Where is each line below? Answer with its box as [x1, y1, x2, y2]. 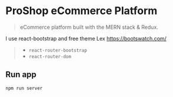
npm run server [5, 85, 43, 91]
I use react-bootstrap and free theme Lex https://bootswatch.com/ [5, 35, 167, 42]
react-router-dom [28, 53, 72, 59]
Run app [5, 69, 36, 80]
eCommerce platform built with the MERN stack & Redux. [19, 24, 158, 31]
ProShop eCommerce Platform [5, 4, 158, 18]
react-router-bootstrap [28, 47, 88, 53]
